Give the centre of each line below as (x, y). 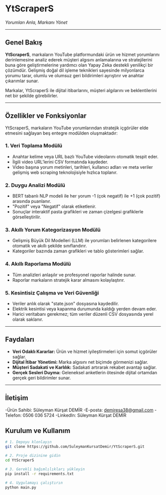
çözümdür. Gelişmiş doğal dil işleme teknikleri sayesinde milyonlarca (75, 70)
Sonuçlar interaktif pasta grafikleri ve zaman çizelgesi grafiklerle (78, 212)
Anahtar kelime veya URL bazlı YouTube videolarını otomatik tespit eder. (85, 156)
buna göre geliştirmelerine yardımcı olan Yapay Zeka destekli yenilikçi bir (79, 65)
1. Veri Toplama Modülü (34, 146)
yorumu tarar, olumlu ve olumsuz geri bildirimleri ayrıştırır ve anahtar (75, 75)
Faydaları (20, 340)
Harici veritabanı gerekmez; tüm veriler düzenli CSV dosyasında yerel (83, 314)
